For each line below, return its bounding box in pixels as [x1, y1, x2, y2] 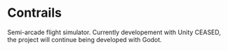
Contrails [7, 5, 62, 21]
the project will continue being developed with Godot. [7, 35, 163, 43]
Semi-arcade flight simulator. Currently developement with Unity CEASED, [7, 28, 221, 36]
